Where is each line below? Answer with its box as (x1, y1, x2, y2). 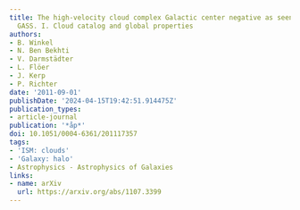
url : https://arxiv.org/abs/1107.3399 (17, 188, 162, 197)
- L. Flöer (9, 63, 50, 72)
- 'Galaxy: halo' (9, 154, 74, 164)
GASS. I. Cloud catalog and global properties (17, 21, 194, 30)
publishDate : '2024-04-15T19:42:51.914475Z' (9, 96, 178, 105)
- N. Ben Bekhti (9, 46, 70, 55)
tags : (9, 138, 29, 147)
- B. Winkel (9, 38, 54, 47)
